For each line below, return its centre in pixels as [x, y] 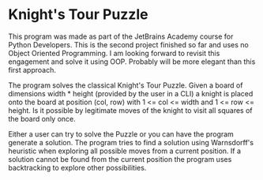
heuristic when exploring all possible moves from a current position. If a [125, 151]
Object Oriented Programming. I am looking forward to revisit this [114, 53]
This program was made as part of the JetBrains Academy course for [121, 36]
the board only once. [42, 118]
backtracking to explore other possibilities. [77, 167]
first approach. [32, 69]
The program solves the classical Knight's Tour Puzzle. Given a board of [126, 85]
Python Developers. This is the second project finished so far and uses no [128, 44]
